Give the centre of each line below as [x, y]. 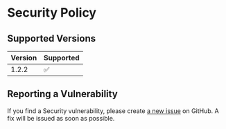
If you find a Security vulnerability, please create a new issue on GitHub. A [113, 111]
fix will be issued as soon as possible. [61, 118]
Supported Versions [51, 38]
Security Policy [52, 13]
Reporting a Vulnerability [62, 94]
